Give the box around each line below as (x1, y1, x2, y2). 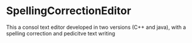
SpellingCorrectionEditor (6, 4, 132, 18)
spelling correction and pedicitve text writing (6, 29, 116, 37)
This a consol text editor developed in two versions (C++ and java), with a (6, 24, 187, 31)
